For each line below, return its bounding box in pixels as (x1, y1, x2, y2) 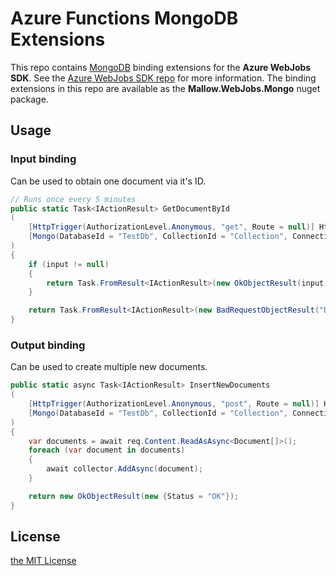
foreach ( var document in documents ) (28, 445, 186, 456)
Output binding (10, 338, 86, 352)
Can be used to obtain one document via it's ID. (10, 175, 207, 187)
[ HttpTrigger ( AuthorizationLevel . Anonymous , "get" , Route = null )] (28, 222, 315, 232)
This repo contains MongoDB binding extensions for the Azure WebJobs (10, 61, 312, 73)
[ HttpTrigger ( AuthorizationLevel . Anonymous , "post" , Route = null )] (28, 399, 320, 409)
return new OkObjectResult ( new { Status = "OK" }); (28, 491, 240, 501)
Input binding (10, 152, 77, 166)
